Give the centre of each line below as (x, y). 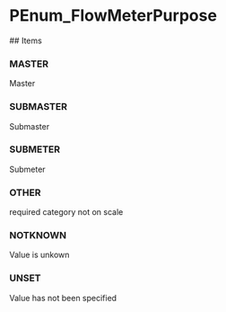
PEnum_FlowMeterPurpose (113, 16)
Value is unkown (39, 255)
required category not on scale (66, 212)
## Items (26, 40)
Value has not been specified (63, 298)
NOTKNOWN (38, 236)
